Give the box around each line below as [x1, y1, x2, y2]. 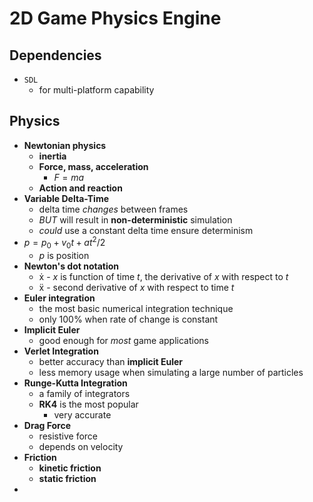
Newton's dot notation [23, 260, 120, 272]
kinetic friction [38, 462, 102, 474]
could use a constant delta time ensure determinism [38, 224, 254, 236]
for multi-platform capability [38, 84, 155, 96]
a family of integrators [38, 388, 131, 400]
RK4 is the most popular [38, 398, 139, 411]
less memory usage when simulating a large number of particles [38, 367, 304, 379]
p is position [38, 250, 90, 262]
